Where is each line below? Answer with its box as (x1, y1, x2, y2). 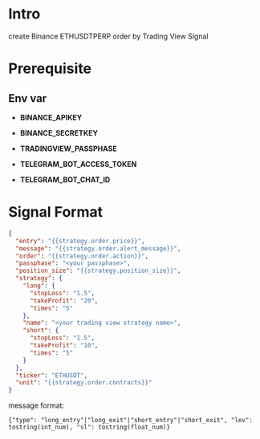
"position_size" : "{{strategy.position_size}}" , (15, 266, 181, 275)
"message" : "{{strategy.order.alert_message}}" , (15, 244, 181, 253)
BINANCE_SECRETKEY (19, 128, 99, 137)
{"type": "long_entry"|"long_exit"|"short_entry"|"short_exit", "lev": (8, 417, 253, 425)
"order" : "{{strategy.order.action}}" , (15, 252, 149, 260)
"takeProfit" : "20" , (29, 296, 99, 305)
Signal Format (8, 203, 103, 222)
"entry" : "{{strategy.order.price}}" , (15, 237, 146, 245)
